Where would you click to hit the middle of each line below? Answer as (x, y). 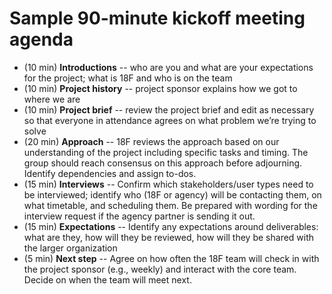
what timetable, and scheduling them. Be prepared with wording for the (170, 205)
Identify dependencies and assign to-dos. (110, 173)
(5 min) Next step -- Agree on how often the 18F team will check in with (171, 258)
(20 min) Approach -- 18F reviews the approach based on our (151, 141)
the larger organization (70, 248)
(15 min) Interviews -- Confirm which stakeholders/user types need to (168, 184)
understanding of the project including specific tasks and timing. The (166, 152)
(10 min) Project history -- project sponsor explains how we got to (160, 88)
